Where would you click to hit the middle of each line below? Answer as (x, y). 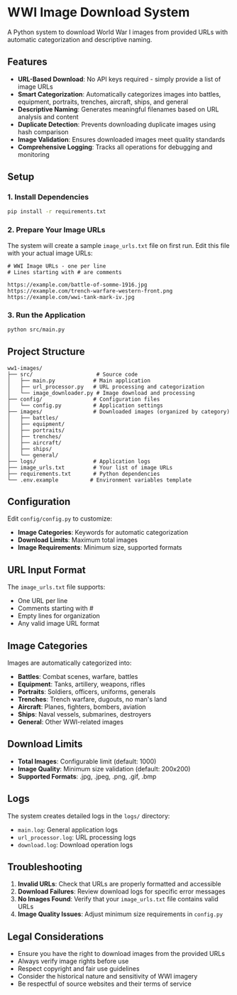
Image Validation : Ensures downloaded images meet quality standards (121, 139)
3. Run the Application (46, 315)
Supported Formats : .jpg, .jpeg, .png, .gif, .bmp (87, 776)
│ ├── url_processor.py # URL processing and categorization (106, 387)
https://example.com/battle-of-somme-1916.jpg (77, 285)
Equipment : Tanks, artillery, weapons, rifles (81, 684)
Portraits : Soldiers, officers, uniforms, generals (87, 692)
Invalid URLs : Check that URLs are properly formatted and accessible (119, 884)
